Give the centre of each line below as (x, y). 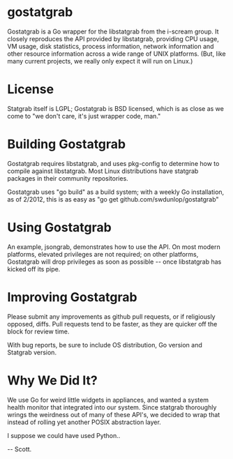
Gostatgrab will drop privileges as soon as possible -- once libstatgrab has (114, 262)
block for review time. (38, 331)
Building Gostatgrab (67, 144)
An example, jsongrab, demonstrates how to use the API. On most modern (114, 247)
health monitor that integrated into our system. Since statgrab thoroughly (112, 407)
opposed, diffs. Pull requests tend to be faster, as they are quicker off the (112, 324)
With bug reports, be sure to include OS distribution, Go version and (105, 345)
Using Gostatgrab (59, 227)
